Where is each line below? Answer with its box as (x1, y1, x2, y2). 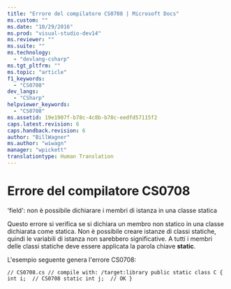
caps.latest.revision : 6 (7, 120, 80, 128)
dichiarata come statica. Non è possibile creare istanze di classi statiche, (7, 227, 216, 235)
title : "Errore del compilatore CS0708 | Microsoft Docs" (7, 10, 179, 17)
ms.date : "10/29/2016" (7, 23, 73, 30)
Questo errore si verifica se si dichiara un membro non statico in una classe (7, 219, 225, 228)
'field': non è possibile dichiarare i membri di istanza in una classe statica (7, 206, 218, 214)
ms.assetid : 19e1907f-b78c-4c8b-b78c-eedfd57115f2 (7, 114, 158, 121)
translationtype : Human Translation (7, 153, 114, 161)
